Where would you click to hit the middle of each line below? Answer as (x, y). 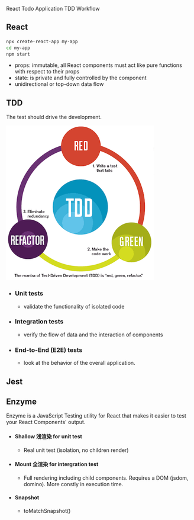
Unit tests (29, 294)
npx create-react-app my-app (42, 41)
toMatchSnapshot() (47, 511)
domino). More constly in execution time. (73, 484)
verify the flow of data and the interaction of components (93, 335)
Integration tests (39, 322)
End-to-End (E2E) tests (48, 350)
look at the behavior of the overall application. (79, 363)
